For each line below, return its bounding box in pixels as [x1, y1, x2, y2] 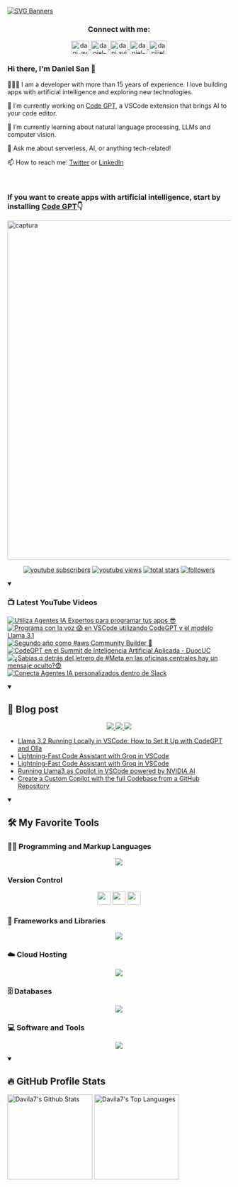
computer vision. [7, 130, 57, 138]
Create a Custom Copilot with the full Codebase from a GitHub [17, 775, 200, 782]
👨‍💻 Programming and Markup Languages [7, 842, 152, 852]
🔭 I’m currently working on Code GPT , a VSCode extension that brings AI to [7, 101, 227, 110]
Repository [17, 782, 50, 790]
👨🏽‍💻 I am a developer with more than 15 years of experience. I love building [7, 80, 228, 89]
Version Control [7, 875, 63, 885]
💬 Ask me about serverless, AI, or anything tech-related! [7, 144, 171, 152]
